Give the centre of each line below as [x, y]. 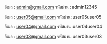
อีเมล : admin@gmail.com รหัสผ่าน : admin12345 [51, 7]
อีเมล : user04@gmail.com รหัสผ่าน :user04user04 [53, 27]
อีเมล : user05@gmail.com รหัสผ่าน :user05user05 [53, 17]
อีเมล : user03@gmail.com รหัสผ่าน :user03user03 [53, 36]
